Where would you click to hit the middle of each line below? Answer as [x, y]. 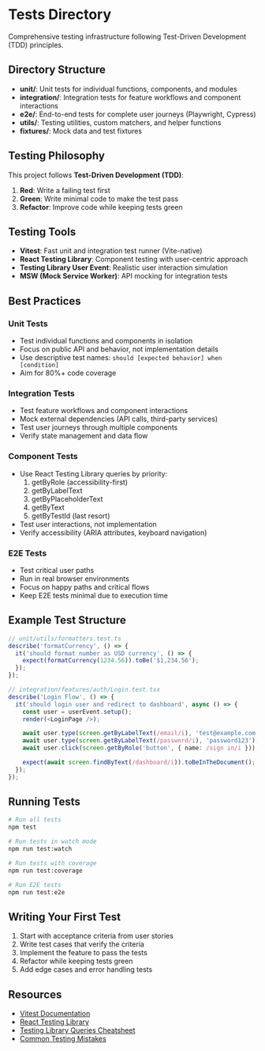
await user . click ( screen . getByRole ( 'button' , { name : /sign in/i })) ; [141, 748]
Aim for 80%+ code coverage [68, 373]
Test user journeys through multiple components [99, 427]
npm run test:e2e [37, 892]
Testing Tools [42, 231]
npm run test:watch [40, 849]
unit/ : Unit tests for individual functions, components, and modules [129, 89]
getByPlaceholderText [67, 499]
